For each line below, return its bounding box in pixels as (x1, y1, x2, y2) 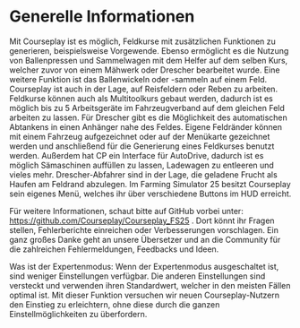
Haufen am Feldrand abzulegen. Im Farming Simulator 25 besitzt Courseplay (9, 178, 291, 189)
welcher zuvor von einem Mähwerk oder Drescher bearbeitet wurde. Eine (9, 65, 280, 75)
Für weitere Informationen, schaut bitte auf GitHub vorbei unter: (9, 205, 244, 216)
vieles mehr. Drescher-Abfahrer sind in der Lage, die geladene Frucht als (9, 168, 278, 180)
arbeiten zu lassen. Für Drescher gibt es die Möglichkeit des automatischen (9, 112, 288, 123)
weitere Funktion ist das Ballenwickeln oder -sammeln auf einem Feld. (9, 73, 268, 84)
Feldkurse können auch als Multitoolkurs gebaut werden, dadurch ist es (9, 92, 273, 104)
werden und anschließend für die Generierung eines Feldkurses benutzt (9, 141, 275, 151)
